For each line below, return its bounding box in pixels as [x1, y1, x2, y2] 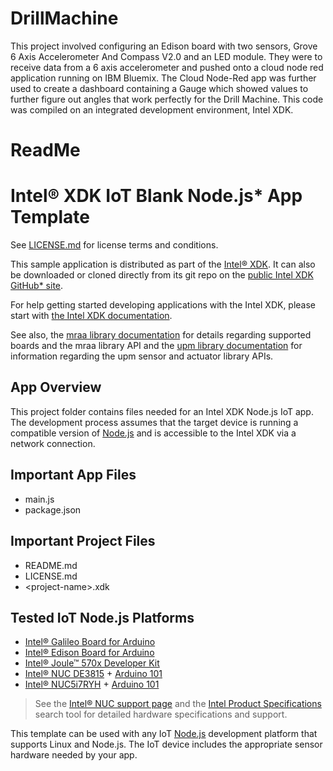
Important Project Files [10, 533, 156, 550]
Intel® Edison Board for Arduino [24, 647, 155, 659]
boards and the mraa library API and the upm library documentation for [10, 340, 303, 352]
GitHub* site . [10, 280, 64, 292]
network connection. [10, 437, 96, 449]
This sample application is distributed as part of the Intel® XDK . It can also [10, 258, 316, 271]
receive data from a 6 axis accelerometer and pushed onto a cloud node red [10, 61, 324, 73]
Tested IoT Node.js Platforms [10, 609, 195, 626]
